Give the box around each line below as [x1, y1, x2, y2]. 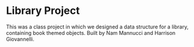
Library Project [6, 4, 80, 17]
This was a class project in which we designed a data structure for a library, [6, 23, 189, 30]
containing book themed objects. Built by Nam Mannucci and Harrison [6, 29, 176, 36]
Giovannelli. [6, 35, 35, 42]
